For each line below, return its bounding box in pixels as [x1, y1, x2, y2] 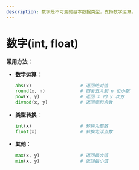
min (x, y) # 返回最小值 [15, 158, 109, 164]
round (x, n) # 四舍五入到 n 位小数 [15, 88, 130, 94]
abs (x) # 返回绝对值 [15, 83, 109, 89]
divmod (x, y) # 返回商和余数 [15, 99, 113, 105]
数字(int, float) [6, 37, 79, 50]
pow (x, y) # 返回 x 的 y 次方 [15, 94, 125, 100]
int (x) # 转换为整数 [15, 123, 109, 130]
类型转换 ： [15, 111, 42, 118]
